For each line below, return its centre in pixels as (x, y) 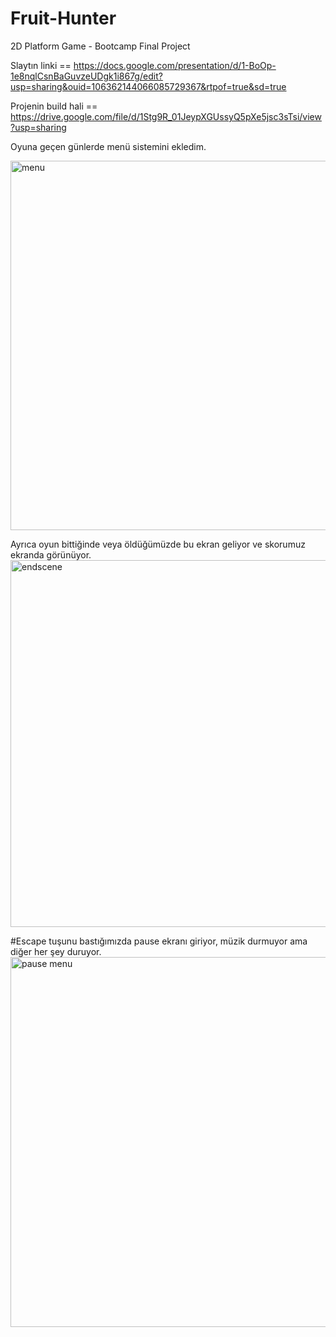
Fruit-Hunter (63, 18)
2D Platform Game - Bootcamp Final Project (100, 46)
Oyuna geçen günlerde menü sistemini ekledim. (108, 146)
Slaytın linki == (41, 65)
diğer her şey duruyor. (56, 951)
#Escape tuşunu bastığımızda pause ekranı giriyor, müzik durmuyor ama (159, 941)
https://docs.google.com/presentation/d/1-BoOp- (175, 65)
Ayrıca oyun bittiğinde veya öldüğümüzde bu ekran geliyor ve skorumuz (158, 544)
